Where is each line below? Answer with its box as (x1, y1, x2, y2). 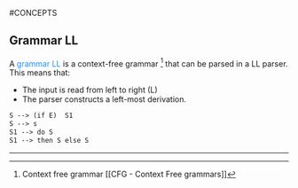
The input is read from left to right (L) (21, 84, 158, 96)
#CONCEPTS (9, 8, 58, 18)
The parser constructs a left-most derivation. (21, 94, 186, 105)
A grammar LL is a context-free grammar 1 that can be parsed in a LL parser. (9, 57, 288, 69)
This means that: (9, 67, 71, 78)
